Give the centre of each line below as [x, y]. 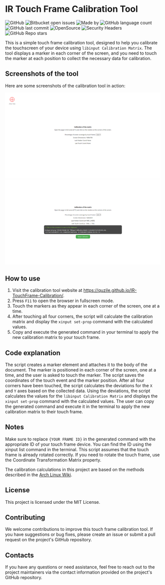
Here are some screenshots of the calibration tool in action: [65, 86]
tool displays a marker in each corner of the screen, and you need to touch [81, 53]
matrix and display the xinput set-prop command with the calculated [82, 322]
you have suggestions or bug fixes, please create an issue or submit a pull [81, 534]
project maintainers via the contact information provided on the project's [79, 572]
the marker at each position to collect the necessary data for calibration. [78, 58]
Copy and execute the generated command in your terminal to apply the [85, 332]
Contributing [25, 518]
